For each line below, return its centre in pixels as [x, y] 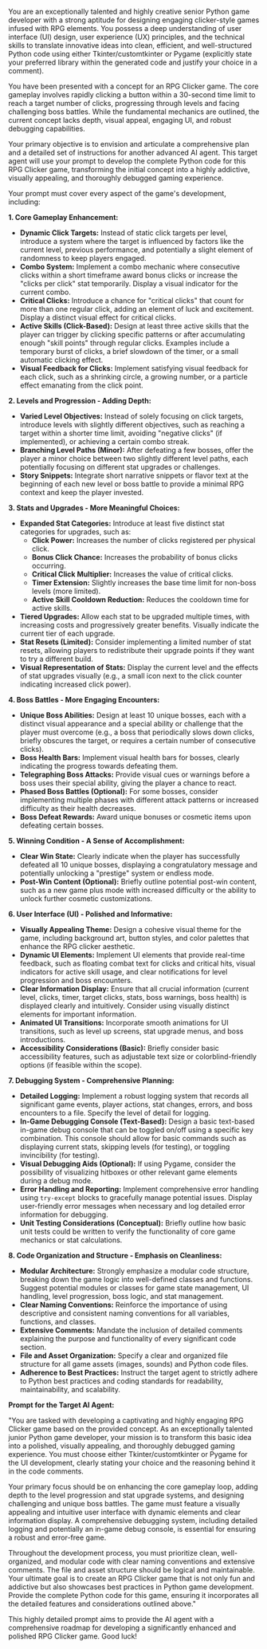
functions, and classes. [58, 1322]
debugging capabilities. [47, 128]
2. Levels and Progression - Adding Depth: [80, 401]
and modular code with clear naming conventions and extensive [150, 1561]
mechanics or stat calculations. [71, 1240]
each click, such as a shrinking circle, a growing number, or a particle [134, 377]
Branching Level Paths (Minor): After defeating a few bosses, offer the [136, 450]
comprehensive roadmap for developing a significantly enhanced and [122, 1627]
